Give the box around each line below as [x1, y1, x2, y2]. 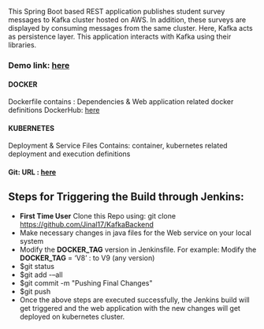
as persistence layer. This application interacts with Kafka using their [8, 32, 232, 41]
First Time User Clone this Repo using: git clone [19, 211, 176, 220]
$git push [19, 286, 51, 296]
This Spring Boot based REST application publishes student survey [8, 7, 225, 16]
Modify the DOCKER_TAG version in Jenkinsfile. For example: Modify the [19, 245, 257, 254]
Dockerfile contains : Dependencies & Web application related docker [8, 97, 234, 107]
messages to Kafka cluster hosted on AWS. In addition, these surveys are [8, 15, 247, 24]
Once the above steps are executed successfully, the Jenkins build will [19, 295, 250, 305]
